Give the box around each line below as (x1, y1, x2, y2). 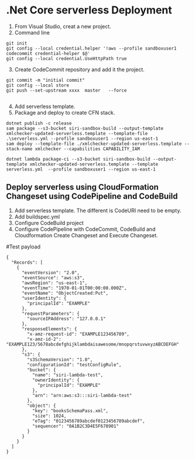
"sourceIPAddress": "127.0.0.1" (27, 316, 107, 321)
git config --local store (6, 82, 69, 88)
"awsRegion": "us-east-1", (21, 280, 88, 286)
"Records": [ (11, 260, 43, 265)
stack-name (6, 146, 33, 152)
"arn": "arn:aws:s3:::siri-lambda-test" (32, 392, 132, 398)
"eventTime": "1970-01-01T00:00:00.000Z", (21, 285, 127, 291)
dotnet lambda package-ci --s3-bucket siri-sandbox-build (6, 156, 150, 162)
